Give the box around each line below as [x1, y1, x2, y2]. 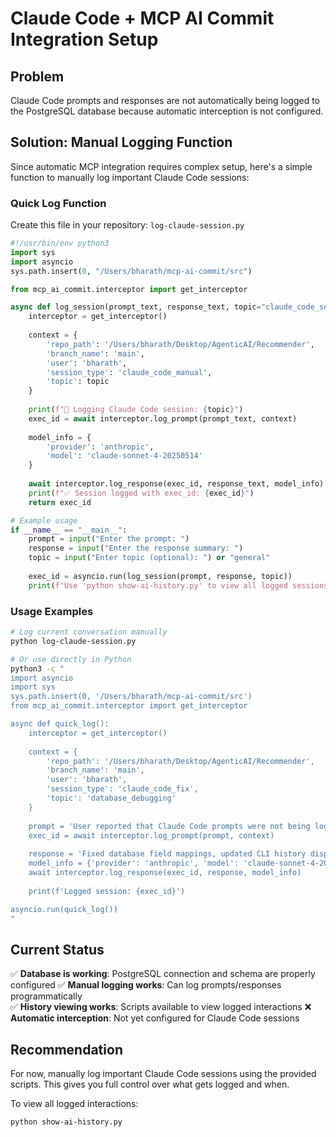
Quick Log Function [10, 196, 107, 210]
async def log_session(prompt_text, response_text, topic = [10, 302, 262, 312]
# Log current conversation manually [10, 627, 168, 637]
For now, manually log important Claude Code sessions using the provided [10, 1068, 317, 1080]
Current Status [10, 941, 105, 958]
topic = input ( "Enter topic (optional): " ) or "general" [28, 553, 271, 563]
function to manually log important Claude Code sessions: [10, 171, 250, 183]
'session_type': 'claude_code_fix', [46, 784, 199, 794]
